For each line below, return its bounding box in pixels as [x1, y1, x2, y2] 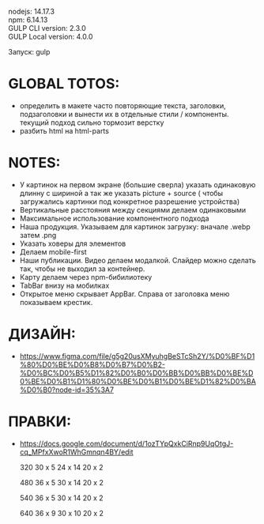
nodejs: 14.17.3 [8, 7, 55, 16]
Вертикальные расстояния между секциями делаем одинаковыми [19, 205, 247, 214]
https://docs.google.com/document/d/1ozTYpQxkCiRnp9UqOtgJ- [19, 439, 234, 448]
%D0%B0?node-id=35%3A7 [19, 385, 115, 394]
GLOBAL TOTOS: [8, 75, 120, 93]
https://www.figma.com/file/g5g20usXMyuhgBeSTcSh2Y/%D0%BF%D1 [19, 351, 255, 360]
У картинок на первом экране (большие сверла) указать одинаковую [19, 179, 256, 189]
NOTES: [8, 154, 61, 172]
